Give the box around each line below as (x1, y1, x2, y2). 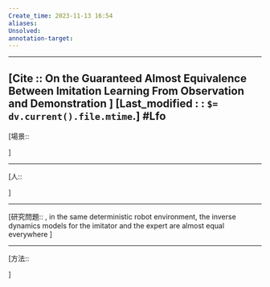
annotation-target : (8, 34, 74, 43)
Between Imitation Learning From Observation (8, 84, 245, 97)
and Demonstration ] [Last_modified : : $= (8, 96, 219, 110)
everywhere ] (8, 230, 53, 240)
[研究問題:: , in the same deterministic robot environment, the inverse (8, 212, 237, 222)
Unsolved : (8, 27, 42, 35)
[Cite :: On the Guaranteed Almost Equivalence (8, 72, 247, 85)
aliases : (8, 19, 38, 27)
